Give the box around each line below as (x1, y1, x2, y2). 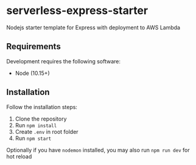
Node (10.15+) (15, 69, 50, 77)
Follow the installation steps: (6, 103, 78, 110)
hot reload (6, 153, 32, 160)
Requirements (6, 41, 61, 52)
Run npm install (15, 121, 57, 128)
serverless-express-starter (6, 4, 148, 18)
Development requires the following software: (6, 57, 121, 65)
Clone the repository (15, 115, 67, 122)
